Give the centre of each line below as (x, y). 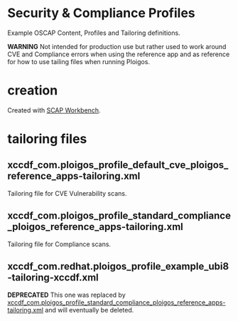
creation (33, 91)
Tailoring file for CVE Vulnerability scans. (67, 193)
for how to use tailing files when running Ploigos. (79, 61)
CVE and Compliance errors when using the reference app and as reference (119, 54)
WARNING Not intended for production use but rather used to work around (117, 46)
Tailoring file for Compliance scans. (59, 244)
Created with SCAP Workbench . (54, 110)
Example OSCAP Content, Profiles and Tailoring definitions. (94, 33)
